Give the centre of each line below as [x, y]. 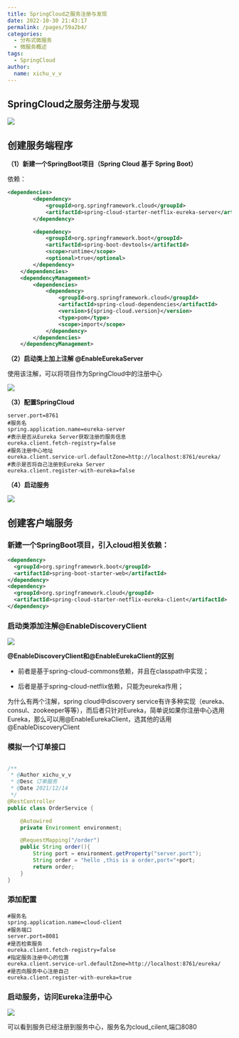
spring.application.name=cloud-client [65, 922]
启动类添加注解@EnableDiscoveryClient [77, 625]
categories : [25, 34]
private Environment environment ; [71, 827]
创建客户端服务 [40, 523]
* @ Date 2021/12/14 [39, 788]
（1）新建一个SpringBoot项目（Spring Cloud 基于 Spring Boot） [102, 164]
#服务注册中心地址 [30, 451]
